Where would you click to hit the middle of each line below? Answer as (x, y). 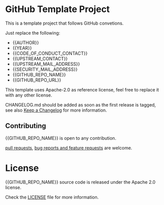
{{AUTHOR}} (26, 42)
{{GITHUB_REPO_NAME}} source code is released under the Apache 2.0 (80, 182)
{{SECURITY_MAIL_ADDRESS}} (45, 69)
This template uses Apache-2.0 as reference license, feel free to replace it (82, 89)
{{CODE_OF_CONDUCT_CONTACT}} (50, 53)
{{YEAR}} (22, 48)
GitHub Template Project (58, 9)
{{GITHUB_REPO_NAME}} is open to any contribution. (61, 138)
